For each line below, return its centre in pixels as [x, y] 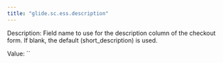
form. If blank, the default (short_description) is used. [82, 40]
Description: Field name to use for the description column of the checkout [111, 33]
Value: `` [19, 53]
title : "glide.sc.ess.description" [58, 13]
